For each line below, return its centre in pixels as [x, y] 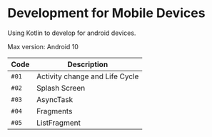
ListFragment [59, 123]
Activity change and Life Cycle [88, 76]
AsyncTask [55, 99]
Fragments [55, 111]
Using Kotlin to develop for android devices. [72, 33]
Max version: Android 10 [43, 46]
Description [88, 64]
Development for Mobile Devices [106, 13]
